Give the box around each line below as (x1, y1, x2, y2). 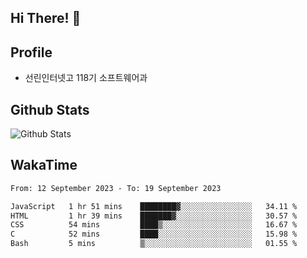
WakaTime (10, 157, 78, 174)
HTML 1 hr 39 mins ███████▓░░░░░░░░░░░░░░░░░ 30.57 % (10, 211, 298, 221)
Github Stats (10, 101, 90, 118)
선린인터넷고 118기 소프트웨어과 (24, 72, 148, 84)
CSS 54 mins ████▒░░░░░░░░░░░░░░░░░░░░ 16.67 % (10, 220, 298, 230)
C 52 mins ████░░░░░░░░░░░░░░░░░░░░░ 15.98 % (10, 229, 298, 240)
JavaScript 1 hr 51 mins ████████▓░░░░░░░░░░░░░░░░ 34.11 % (10, 201, 298, 211)
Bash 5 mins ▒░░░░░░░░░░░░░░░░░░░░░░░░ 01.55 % (10, 239, 298, 249)
